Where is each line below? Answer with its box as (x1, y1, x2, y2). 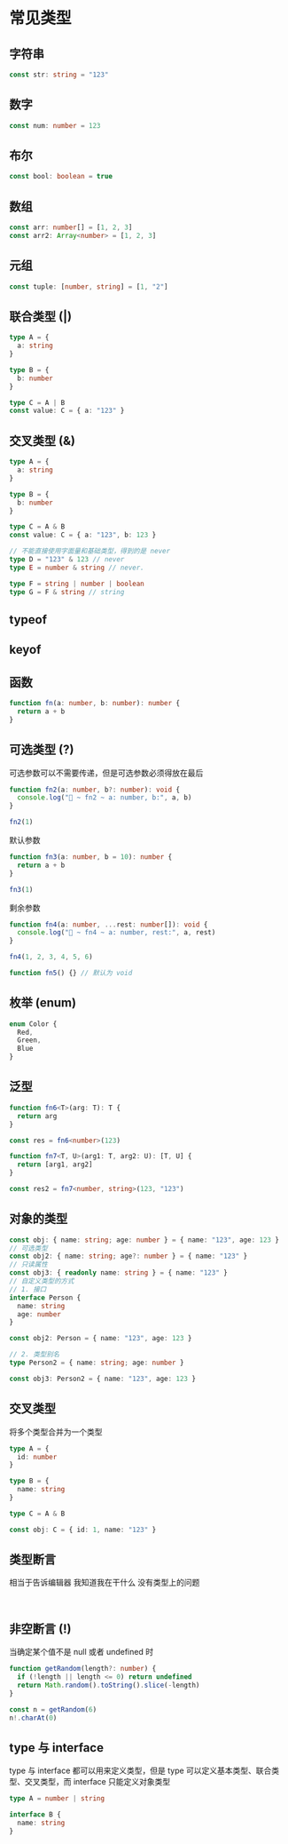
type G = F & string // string (9, 587, 125, 596)
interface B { (9, 1810, 62, 1819)
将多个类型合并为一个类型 (9, 1427, 103, 1437)
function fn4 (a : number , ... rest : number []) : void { (9, 920, 208, 929)
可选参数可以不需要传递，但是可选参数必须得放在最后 (9, 767, 204, 778)
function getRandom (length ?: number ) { (9, 1665, 157, 1673)
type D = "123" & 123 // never (9, 555, 125, 564)
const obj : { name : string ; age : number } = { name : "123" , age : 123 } (9, 1236, 280, 1244)
